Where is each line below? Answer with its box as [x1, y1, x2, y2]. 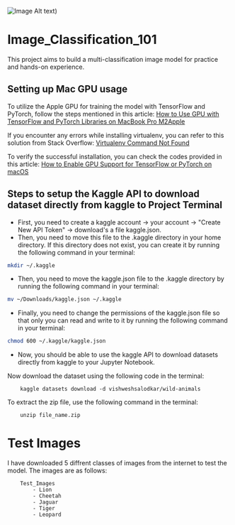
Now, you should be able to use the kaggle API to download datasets [17, 350, 218, 359]
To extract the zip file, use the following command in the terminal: [7, 398, 198, 406]
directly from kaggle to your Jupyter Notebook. [17, 358, 156, 367]
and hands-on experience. [7, 63, 85, 71]
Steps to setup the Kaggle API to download [7, 188, 200, 200]
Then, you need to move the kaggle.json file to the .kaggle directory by [17, 274, 224, 283]
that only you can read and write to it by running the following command [17, 316, 228, 325]
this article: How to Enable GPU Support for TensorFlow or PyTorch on [7, 160, 212, 168]
